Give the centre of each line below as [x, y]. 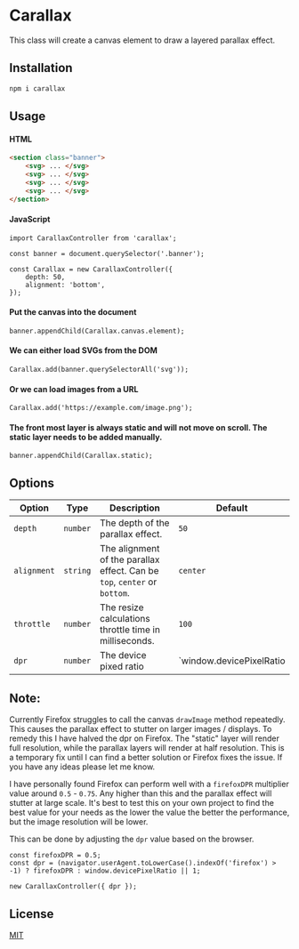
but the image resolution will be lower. [79, 822]
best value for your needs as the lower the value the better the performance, [149, 812]
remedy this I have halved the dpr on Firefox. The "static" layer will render [145, 738]
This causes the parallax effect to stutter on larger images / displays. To [141, 729]
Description [135, 508]
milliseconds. [127, 641]
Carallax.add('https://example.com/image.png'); [101, 408]
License [32, 914]
